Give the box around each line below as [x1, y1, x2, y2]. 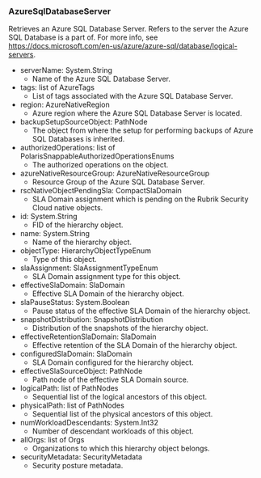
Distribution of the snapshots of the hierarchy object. [32, 324, 208, 333]
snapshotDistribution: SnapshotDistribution [19, 315, 164, 324]
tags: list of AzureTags [19, 82, 95, 92]
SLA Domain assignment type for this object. [32, 272, 181, 281]
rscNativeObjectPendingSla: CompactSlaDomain [19, 186, 182, 196]
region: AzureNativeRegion [19, 99, 111, 110]
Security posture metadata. [32, 461, 124, 471]
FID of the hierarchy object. [32, 220, 124, 230]
